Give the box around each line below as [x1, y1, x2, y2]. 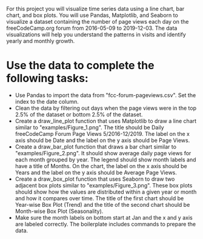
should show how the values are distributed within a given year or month [15, 188, 197, 195]
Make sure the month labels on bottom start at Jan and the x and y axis [15, 214, 193, 221]
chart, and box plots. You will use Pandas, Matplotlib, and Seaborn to [6, 12, 179, 19]
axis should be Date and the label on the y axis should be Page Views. [15, 136, 190, 144]
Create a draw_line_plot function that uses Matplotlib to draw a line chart [15, 117, 197, 124]
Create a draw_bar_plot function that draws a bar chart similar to [15, 143, 177, 150]
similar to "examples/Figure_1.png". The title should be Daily [15, 124, 165, 131]
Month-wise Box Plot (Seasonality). [15, 207, 104, 215]
